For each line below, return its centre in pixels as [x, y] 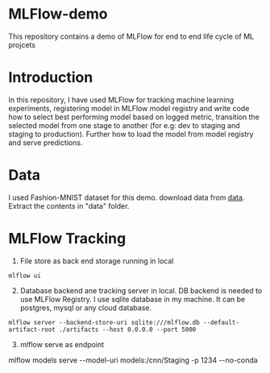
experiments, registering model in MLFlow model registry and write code [129, 108]
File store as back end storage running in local [97, 261]
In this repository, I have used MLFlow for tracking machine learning [121, 99]
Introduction [51, 78]
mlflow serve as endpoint [62, 344]
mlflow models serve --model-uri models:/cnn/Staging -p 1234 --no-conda [133, 360]
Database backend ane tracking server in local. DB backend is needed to [141, 290]
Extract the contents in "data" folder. [69, 205]
